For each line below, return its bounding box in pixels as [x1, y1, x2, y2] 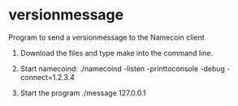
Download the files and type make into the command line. [19, 48, 214, 57]
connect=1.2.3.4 [19, 72, 76, 82]
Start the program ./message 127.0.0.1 [19, 87, 146, 98]
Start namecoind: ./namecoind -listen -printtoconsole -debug [19, 63, 226, 74]
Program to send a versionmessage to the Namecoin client [8, 32, 205, 42]
